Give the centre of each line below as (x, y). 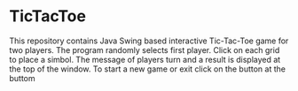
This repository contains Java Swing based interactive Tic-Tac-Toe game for (149, 41)
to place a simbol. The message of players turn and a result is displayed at (145, 59)
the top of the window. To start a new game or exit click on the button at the (148, 69)
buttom (22, 78)
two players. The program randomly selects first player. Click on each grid (145, 49)
